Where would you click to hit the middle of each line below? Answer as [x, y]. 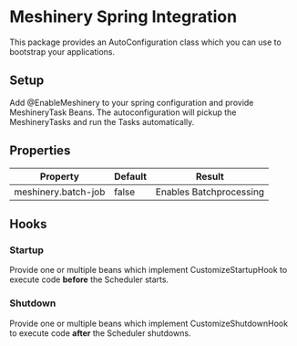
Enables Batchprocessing [210, 192]
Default [130, 176]
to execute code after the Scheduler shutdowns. [100, 333]
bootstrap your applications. [62, 51]
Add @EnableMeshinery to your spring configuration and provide [132, 102]
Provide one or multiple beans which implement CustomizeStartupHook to [148, 270]
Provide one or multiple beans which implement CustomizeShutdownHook [149, 323]
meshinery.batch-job [60, 192]
